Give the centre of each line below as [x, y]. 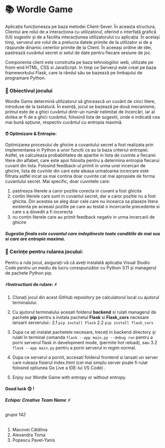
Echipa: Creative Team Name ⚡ [38, 400]
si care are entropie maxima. [35, 239]
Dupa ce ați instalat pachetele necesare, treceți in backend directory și [84, 332]
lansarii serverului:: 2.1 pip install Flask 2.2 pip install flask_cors [83, 322]
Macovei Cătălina [30, 430]
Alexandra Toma [29, 435]
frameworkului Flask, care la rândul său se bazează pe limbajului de [74, 72]
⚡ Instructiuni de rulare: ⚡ [31, 285]
